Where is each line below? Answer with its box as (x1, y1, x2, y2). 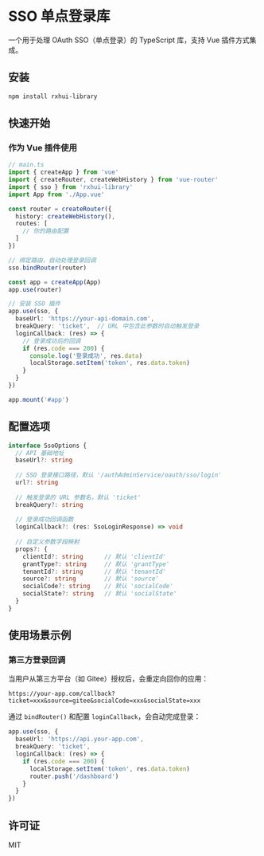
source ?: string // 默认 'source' (22, 575, 160, 583)
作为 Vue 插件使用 (8, 142, 78, 153)
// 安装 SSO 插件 (8, 300, 61, 308)
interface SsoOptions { (8, 442, 87, 450)
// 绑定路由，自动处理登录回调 (8, 256, 97, 264)
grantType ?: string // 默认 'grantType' (22, 560, 170, 568)
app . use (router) (8, 285, 62, 293)
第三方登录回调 (8, 654, 66, 666)
